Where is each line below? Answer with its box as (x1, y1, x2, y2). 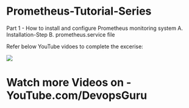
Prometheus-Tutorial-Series (6, 4, 152, 18)
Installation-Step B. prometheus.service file (6, 31, 115, 38)
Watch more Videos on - (6, 76, 132, 90)
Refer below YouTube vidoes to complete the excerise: (6, 43, 143, 50)
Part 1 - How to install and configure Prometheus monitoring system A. (6, 24, 184, 32)
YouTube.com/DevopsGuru (6, 88, 148, 103)
